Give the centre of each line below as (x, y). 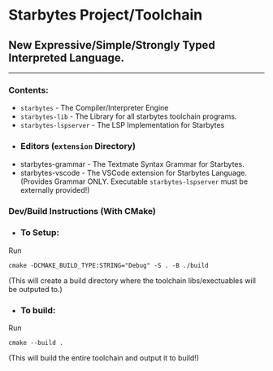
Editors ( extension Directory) (78, 146)
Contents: (28, 89)
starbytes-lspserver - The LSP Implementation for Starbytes (122, 125)
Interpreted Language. (67, 57)
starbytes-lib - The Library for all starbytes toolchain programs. (128, 116)
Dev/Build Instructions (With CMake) (82, 211)
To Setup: (39, 233)
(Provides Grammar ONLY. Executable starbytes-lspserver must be (134, 181)
